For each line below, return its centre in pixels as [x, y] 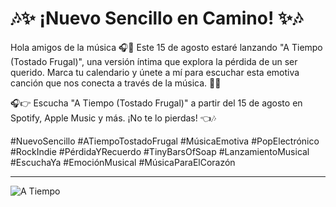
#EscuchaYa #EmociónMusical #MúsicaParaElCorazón [123, 162]
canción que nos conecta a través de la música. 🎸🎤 [116, 83]
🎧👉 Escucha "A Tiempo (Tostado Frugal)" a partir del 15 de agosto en [156, 103]
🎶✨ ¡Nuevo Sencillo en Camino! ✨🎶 [156, 18]
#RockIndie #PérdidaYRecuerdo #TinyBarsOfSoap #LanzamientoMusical [160, 151]
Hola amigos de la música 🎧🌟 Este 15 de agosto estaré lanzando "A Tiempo [166, 47]
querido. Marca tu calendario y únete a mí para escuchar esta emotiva [155, 72]
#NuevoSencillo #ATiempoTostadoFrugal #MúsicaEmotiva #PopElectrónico [165, 141]
